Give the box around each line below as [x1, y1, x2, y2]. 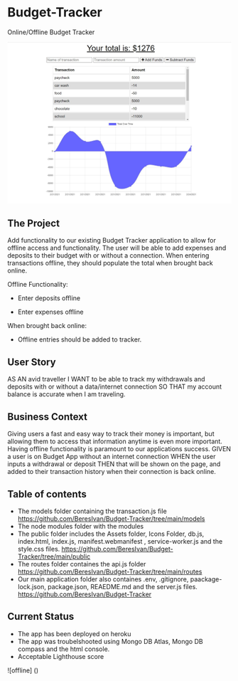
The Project [7, 218, 60, 230]
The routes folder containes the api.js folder [17, 559, 146, 568]
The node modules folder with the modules [17, 522, 144, 530]
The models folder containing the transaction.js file [17, 507, 167, 515]
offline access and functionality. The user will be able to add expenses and [7, 243, 227, 253]
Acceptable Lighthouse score [17, 652, 104, 660]
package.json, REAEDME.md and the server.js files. [47, 582, 198, 591]
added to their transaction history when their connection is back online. [7, 468, 217, 476]
